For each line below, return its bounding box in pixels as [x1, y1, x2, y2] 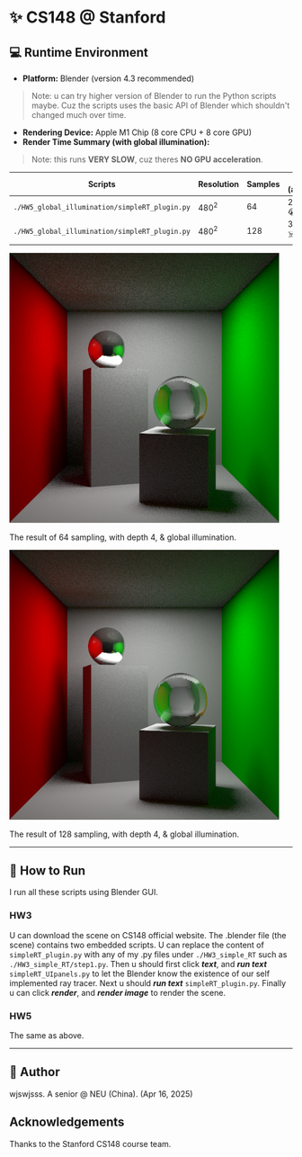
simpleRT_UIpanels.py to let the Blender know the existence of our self [9, 968, 271, 979]
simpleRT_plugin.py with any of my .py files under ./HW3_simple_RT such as [9, 948, 288, 960]
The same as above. [9, 1029, 84, 1041]
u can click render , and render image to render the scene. [9, 987, 226, 998]
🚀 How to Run [9, 863, 86, 878]
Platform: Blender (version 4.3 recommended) [22, 73, 195, 84]
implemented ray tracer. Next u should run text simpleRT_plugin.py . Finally [9, 977, 287, 988]
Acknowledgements [9, 1115, 125, 1130]
